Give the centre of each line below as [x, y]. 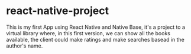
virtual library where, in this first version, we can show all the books [88, 33]
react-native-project [58, 11]
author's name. [25, 46]
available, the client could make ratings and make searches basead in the [96, 39]
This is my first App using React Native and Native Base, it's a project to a [96, 27]
